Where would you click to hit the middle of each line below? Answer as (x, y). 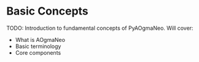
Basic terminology (38, 46)
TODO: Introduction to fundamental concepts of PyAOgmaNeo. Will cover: (100, 28)
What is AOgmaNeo (40, 40)
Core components (38, 52)
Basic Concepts (48, 11)
